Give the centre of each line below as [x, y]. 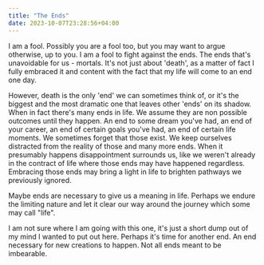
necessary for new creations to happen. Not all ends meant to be [115, 245]
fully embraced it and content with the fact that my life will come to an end [130, 71]
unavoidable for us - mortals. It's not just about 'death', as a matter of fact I [132, 63]
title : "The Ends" [39, 16]
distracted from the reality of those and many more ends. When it [116, 146]
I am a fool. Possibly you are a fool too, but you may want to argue [117, 45]
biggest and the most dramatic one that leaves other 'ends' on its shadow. [130, 104]
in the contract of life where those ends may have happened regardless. [127, 163]
